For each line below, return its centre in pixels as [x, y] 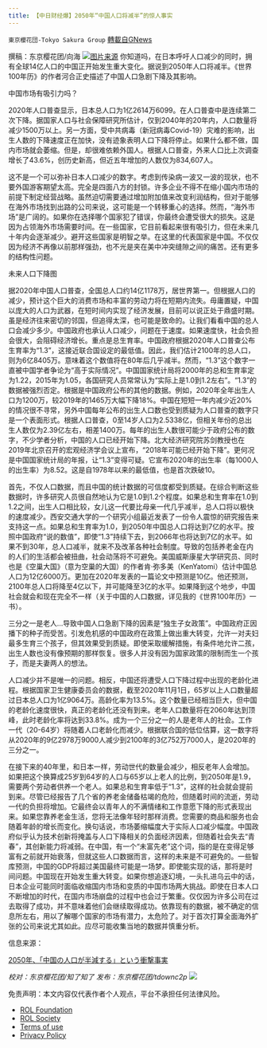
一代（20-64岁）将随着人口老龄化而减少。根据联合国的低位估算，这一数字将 [133, 729]
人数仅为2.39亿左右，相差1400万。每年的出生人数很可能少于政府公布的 [131, 430]
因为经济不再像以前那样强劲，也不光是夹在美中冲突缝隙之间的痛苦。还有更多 [133, 246]
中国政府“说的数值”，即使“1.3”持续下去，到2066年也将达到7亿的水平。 [130, 536]
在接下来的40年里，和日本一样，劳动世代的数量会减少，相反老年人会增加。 [131, 767]
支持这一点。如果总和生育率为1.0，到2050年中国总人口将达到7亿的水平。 [128, 526]
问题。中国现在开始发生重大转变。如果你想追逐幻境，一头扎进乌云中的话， [137, 876]
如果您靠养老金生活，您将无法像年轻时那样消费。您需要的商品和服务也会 [140, 816]
